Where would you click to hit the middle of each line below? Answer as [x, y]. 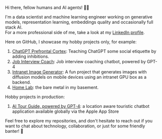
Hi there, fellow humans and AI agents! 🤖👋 [47, 8]
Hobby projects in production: [35, 97]
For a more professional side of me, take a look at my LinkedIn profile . [75, 32]
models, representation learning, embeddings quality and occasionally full [79, 22]
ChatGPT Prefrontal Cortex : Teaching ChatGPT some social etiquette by [84, 51]
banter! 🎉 [14, 131]
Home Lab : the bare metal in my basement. [55, 87]
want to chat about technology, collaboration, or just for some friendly [75, 126]
